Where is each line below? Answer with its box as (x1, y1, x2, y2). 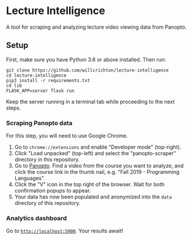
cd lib (6, 83, 22, 88)
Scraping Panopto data (6, 119, 73, 127)
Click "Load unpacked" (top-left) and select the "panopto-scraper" (14, 150, 177, 157)
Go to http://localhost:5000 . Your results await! (6, 227, 124, 235)
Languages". (14, 174, 46, 182)
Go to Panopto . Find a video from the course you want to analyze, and (14, 162, 184, 169)
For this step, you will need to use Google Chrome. (6, 132, 128, 139)
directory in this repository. (14, 156, 80, 163)
